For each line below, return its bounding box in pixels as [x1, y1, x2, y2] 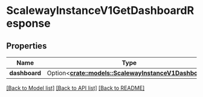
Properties [6, 41, 47, 51]
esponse [6, 16, 51, 30]
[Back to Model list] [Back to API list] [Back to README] [6, 84, 145, 92]
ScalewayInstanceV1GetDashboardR [6, 4, 195, 18]
